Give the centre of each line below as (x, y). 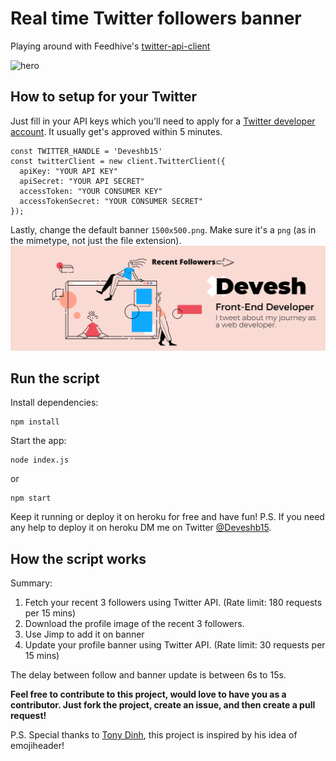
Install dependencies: (54, 403)
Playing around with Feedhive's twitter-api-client (110, 46)
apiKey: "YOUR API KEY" (68, 171)
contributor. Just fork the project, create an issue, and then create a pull (163, 705)
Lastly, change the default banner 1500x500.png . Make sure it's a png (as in (163, 229)
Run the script (55, 378)
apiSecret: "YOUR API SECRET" (82, 181)
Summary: (31, 583)
